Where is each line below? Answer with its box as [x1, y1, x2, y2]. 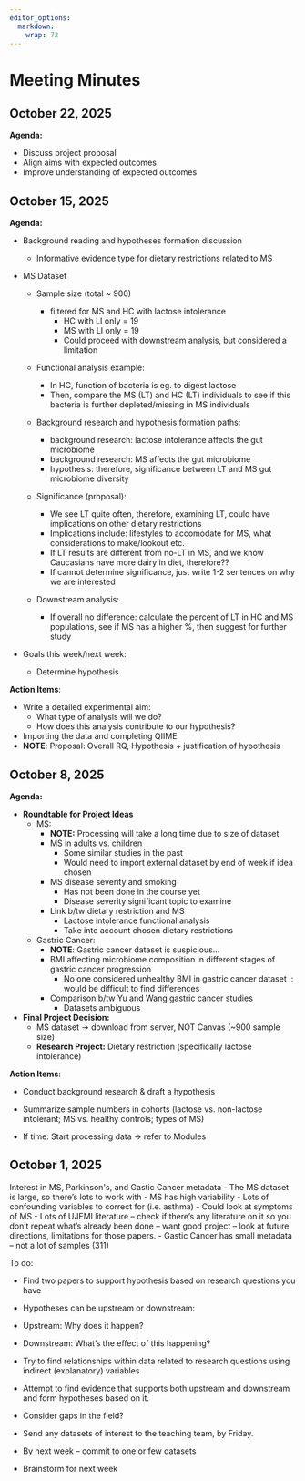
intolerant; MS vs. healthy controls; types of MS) [22, 1114, 205, 1124]
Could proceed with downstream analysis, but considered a [63, 334, 287, 346]
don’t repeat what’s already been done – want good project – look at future [9, 1220, 290, 1231]
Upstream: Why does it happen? [22, 1320, 144, 1331]
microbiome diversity [49, 473, 129, 484]
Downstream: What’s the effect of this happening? [22, 1337, 211, 1349]
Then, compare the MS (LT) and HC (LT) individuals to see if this [49, 389, 291, 401]
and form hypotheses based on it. [22, 1392, 150, 1404]
